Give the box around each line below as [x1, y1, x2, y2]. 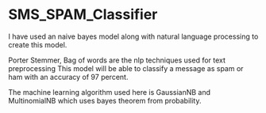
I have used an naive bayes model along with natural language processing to [8, 32, 259, 41]
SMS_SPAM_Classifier [8, 6, 158, 24]
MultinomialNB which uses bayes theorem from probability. [8, 96, 202, 105]
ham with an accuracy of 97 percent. [8, 72, 129, 81]
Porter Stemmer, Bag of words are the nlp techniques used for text [8, 55, 226, 65]
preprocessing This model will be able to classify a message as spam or [8, 63, 244, 73]
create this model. [8, 40, 67, 49]
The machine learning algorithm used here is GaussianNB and [8, 87, 211, 96]
